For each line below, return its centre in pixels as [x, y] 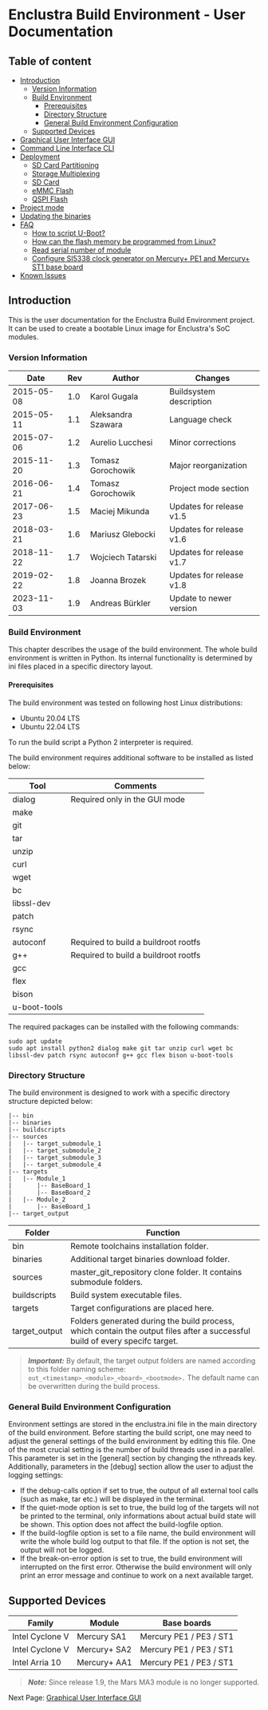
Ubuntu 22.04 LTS [50, 726]
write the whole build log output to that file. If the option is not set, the [134, 1541]
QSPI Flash [50, 199]
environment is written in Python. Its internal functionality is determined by [130, 658]
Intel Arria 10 [37, 1663]
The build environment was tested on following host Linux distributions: [126, 702]
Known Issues [43, 276]
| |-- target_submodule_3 [55, 1157]
